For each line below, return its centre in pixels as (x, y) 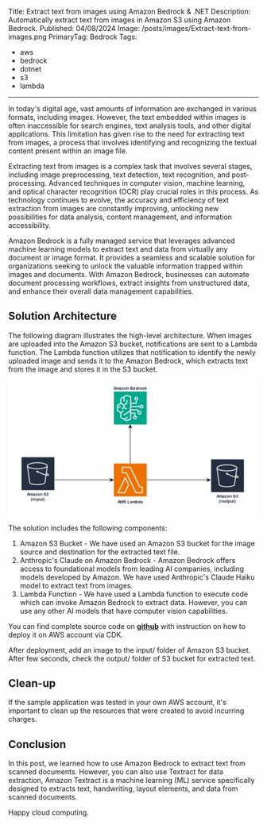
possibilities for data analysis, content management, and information (120, 217)
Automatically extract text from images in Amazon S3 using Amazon (120, 20)
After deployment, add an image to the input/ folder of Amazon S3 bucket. (130, 650)
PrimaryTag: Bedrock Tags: (93, 37)
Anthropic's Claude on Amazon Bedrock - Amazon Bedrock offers (128, 560)
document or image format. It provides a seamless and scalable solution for (132, 258)
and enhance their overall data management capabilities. (101, 291)
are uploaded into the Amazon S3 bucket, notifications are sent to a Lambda (133, 344)
